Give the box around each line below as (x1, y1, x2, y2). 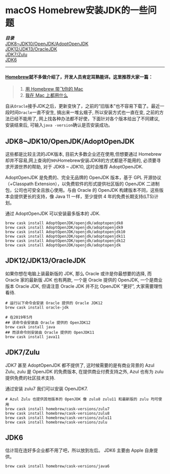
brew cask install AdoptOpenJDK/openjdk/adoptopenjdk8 (5, 221, 123, 226)
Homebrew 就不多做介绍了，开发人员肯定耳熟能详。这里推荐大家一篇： (5, 74, 153, 80)
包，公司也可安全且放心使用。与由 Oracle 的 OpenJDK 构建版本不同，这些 (5, 187, 159, 193)
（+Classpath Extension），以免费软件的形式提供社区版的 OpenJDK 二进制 (5, 181, 160, 187)
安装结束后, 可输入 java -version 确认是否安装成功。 (5, 122, 113, 128)
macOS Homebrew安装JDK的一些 (5, 5, 148, 16)
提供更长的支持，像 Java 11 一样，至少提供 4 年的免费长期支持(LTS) (14, 193, 154, 199)
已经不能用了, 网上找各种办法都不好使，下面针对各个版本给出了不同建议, (9, 116, 160, 122)
